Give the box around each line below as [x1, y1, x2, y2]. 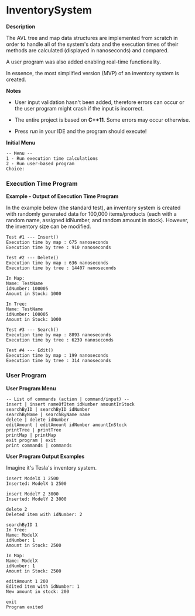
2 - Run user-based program [6, 160, 75, 166]
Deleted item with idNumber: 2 [6, 511, 83, 517]
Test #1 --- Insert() [6, 235, 59, 240]
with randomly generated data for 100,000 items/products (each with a [6, 210, 177, 217]
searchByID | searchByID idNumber [6, 406, 91, 412]
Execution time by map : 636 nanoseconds [6, 260, 109, 266]
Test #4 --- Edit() [6, 347, 54, 353]
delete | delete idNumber [6, 417, 69, 423]
